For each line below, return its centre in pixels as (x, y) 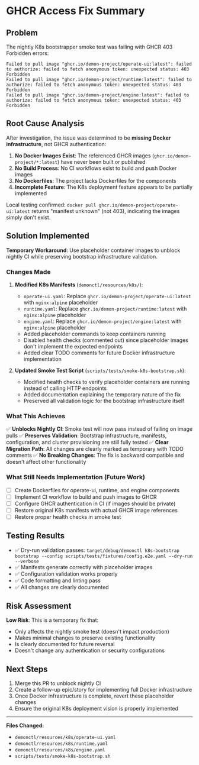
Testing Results (36, 536)
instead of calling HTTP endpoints (65, 388)
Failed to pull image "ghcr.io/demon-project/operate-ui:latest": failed (99, 64)
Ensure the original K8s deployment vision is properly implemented (97, 709)
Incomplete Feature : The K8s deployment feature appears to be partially (104, 187)
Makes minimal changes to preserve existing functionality (85, 638)
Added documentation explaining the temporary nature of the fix (102, 394)
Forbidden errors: (28, 53)
